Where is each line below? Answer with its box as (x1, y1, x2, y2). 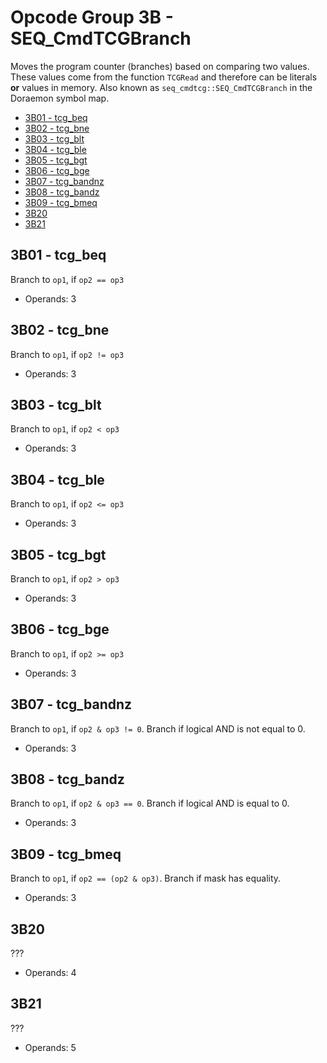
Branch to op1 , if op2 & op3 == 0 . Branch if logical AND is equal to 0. (10, 797, 290, 810)
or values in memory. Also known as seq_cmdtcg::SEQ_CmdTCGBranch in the (10, 81, 313, 93)
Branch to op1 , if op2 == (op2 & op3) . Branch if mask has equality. (10, 872, 282, 885)
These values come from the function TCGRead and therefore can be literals (10, 71, 318, 83)
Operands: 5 (24, 1041, 77, 1053)
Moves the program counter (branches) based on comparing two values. (10, 60, 310, 72)
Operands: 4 (24, 967, 77, 979)
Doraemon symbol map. (10, 92, 110, 104)
